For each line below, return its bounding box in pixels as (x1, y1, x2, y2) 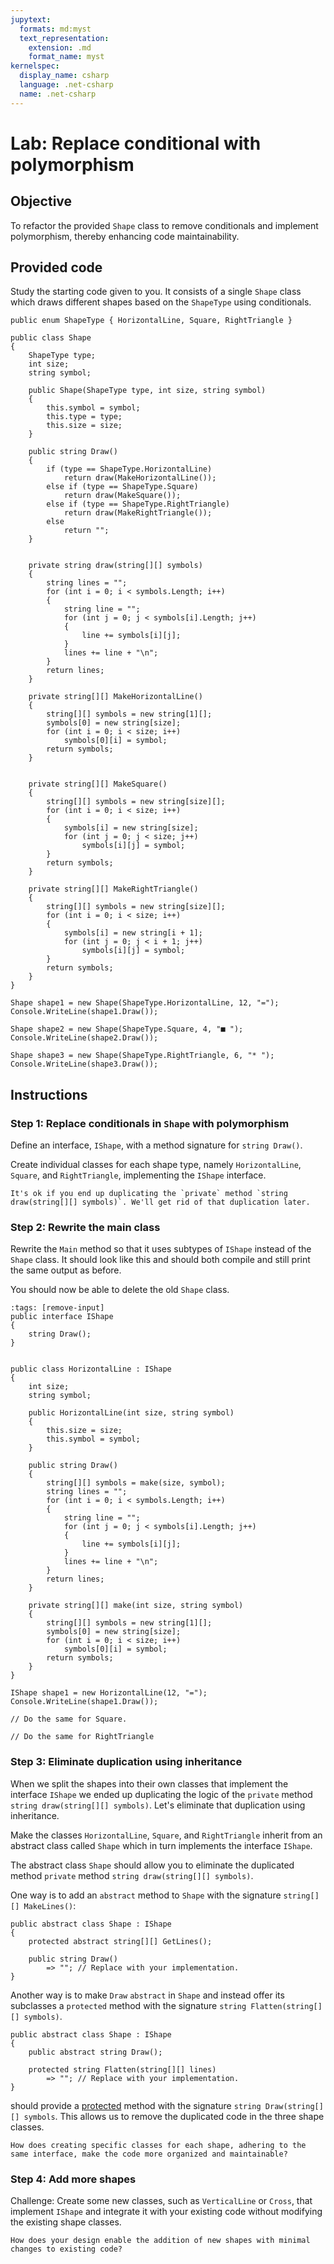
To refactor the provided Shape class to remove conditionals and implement (10, 219, 319, 231)
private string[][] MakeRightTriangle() (28, 884, 199, 895)
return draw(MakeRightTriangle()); (63, 508, 213, 518)
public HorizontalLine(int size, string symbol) (28, 1408, 235, 1418)
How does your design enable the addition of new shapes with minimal (10, 2236, 311, 2246)
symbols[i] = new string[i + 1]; (63, 928, 203, 938)
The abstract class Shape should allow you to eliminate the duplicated (10, 1859, 295, 1871)
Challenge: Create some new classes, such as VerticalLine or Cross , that (10, 2195, 313, 2207)
